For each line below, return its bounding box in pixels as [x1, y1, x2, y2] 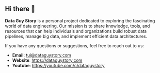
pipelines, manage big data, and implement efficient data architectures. [5, 33, 147, 39]
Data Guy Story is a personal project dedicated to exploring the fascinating [5, 18, 155, 23]
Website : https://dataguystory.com [12, 57, 82, 63]
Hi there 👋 [5, 5, 35, 13]
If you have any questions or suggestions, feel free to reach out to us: [5, 42, 144, 49]
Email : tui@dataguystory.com [12, 52, 71, 58]
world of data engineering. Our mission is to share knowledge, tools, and [5, 23, 150, 29]
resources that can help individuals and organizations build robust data [5, 28, 147, 34]
